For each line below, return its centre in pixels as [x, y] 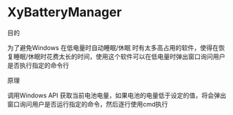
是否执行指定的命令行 [38, 65]
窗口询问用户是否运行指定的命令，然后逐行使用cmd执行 [88, 104]
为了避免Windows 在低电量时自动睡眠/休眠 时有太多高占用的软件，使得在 [113, 47]
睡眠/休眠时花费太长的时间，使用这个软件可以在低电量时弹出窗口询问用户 [119, 56]
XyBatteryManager [64, 12]
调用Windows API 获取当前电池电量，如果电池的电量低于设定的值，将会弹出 [117, 95]
